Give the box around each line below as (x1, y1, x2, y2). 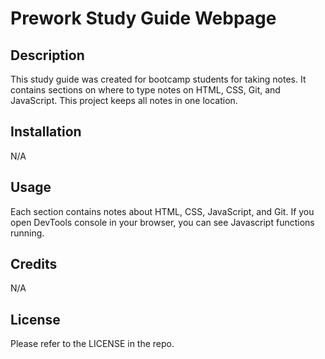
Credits (10, 256, 58, 273)
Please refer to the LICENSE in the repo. (10, 338, 175, 350)
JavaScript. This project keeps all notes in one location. (10, 95, 238, 106)
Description (10, 47, 85, 64)
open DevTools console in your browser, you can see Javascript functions (10, 216, 315, 228)
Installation (10, 123, 82, 141)
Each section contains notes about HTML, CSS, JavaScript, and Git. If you (10, 205, 315, 217)
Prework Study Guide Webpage (10, 7, 277, 30)
